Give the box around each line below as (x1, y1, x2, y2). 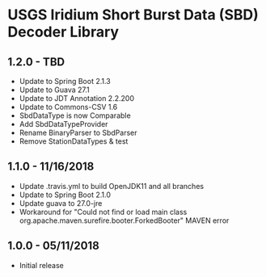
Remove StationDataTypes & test (19, 136, 129, 146)
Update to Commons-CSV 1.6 (19, 103, 118, 111)
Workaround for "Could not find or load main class (19, 207, 188, 216)
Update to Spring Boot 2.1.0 (19, 190, 111, 199)
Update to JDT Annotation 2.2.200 (19, 94, 135, 103)
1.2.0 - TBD (7, 55, 65, 69)
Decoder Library (7, 23, 119, 41)
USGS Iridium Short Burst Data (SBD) (7, 6, 260, 24)
